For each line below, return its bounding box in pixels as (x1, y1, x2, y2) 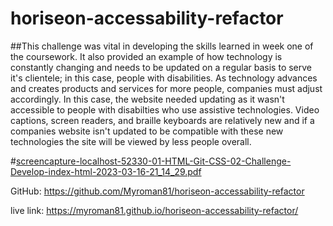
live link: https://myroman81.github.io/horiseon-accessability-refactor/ (10, 204, 299, 216)
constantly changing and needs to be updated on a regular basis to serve (10, 61, 313, 73)
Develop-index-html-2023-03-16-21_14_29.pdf (10, 165, 202, 177)
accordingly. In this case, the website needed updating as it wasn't (10, 93, 285, 105)
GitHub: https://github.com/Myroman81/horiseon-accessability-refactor (10, 185, 305, 197)
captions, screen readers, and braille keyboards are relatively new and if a (10, 114, 315, 126)
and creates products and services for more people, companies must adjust (10, 82, 323, 94)
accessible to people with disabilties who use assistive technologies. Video (10, 103, 320, 116)
